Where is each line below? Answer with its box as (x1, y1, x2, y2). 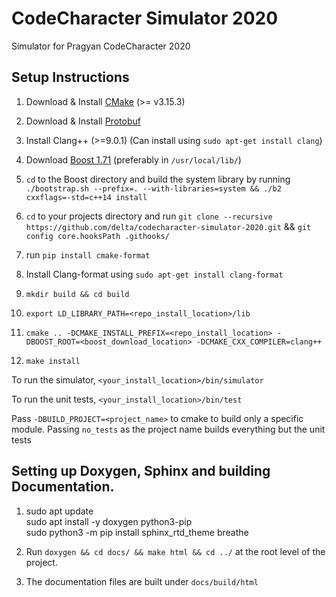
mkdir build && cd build (25, 289, 130, 299)
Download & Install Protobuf (25, 115, 141, 127)
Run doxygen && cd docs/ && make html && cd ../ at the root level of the (25, 545, 326, 557)
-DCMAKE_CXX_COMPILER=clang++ (195, 337, 323, 347)
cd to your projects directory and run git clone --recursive (25, 210, 273, 222)
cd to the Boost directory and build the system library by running (25, 173, 291, 185)
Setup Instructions (11, 69, 130, 86)
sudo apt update (25, 505, 94, 517)
